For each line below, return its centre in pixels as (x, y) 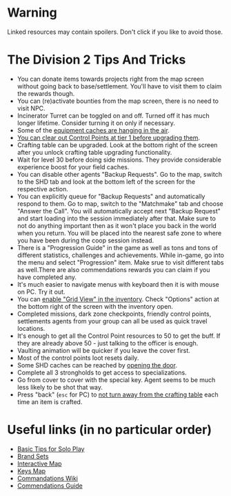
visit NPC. (31, 108)
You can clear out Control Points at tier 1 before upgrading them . (108, 137)
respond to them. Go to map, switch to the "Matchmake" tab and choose (120, 203)
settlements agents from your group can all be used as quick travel (112, 321)
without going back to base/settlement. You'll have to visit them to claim (119, 86)
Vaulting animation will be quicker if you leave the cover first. (104, 350)
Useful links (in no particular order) (110, 430)
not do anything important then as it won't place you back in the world (117, 225)
